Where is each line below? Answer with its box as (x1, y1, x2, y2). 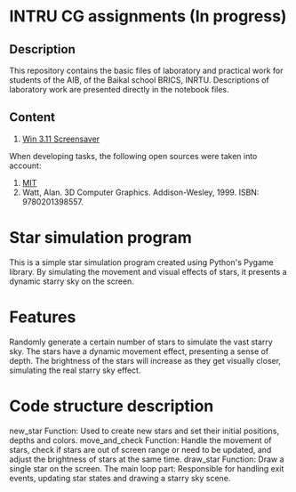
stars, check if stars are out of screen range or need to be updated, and (9, 444, 272, 455)
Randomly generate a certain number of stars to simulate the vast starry (9, 336, 273, 347)
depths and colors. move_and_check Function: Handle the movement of (9, 434, 273, 446)
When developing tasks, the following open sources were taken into (9, 150, 258, 161)
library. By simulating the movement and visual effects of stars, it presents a (9, 266, 287, 277)
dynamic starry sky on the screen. (9, 276, 135, 286)
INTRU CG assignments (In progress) (9, 6, 287, 27)
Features (9, 307, 76, 327)
